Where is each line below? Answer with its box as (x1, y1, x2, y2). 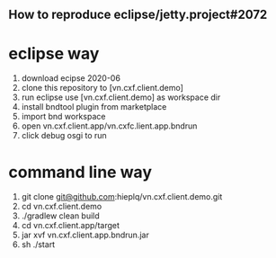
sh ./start (21, 239, 56, 250)
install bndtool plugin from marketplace (21, 102, 167, 112)
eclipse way (8, 43, 100, 64)
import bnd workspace (21, 111, 106, 122)
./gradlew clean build (21, 210, 100, 221)
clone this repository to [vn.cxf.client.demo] (21, 83, 183, 93)
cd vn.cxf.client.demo (21, 201, 102, 212)
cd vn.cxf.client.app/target (21, 220, 120, 231)
